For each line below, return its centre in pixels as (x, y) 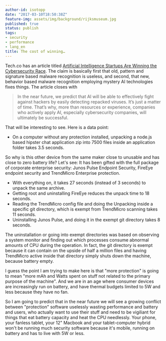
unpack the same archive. (39, 188)
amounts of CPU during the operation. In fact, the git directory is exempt (79, 245)
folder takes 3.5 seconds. (38, 147)
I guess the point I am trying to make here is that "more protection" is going (82, 271)
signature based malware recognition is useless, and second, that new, (78, 76)
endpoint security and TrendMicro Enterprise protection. (63, 173)
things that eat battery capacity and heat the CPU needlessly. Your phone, (81, 317)
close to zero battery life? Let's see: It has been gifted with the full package (82, 162)
